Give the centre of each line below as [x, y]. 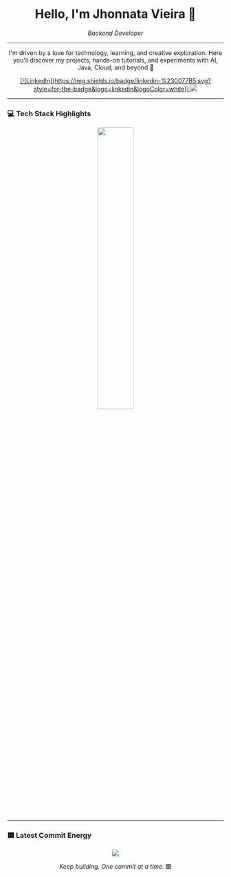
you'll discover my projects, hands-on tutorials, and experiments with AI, [115, 60]
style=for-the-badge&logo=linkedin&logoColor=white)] [111, 89]
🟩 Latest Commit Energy [49, 836]
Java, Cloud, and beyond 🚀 [115, 67]
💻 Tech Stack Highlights [49, 113]
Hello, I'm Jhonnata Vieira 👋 [115, 14]
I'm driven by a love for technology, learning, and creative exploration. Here [115, 53]
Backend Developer [115, 33]
